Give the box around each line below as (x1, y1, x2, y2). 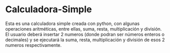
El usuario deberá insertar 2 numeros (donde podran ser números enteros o (5, 31, 165, 37)
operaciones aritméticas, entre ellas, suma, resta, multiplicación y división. (5, 25, 162, 32)
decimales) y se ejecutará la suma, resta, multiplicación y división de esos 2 (5, 37, 165, 43)
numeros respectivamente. (5, 42, 62, 48)
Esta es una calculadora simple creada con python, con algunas (5, 20, 140, 26)
